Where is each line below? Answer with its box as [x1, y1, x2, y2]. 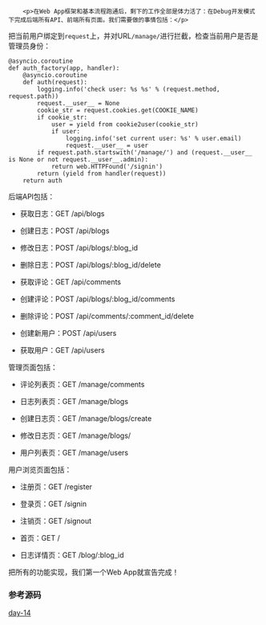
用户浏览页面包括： [8, 465, 72, 474]
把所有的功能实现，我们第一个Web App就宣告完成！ [8, 567, 179, 577]
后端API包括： [8, 192, 55, 201]
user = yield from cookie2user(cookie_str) [50, 121, 199, 129]
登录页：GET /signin [19, 499, 87, 509]
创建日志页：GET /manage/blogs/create [19, 414, 152, 423]
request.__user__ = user [65, 141, 149, 149]
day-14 [8, 608, 31, 618]
